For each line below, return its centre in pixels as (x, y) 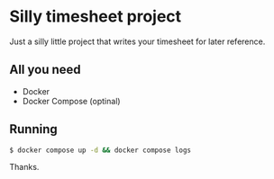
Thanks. (24, 167)
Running (34, 129)
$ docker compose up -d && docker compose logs (100, 150)
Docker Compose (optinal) (71, 101)
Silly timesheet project (96, 17)
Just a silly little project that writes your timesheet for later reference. (137, 41)
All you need (45, 70)
